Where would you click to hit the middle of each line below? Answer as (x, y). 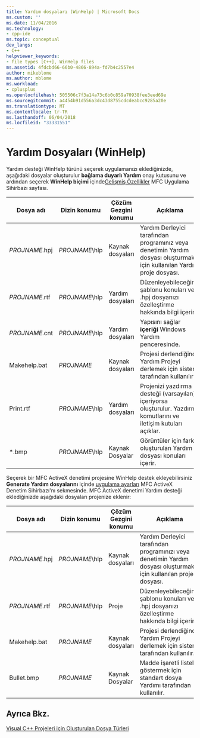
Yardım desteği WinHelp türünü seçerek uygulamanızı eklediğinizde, (90, 169)
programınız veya (164, 243)
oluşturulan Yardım (166, 448)
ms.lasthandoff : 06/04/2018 (41, 117)
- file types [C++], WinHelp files (50, 62)
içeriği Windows (163, 329)
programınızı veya (165, 552)
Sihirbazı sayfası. (27, 188)
